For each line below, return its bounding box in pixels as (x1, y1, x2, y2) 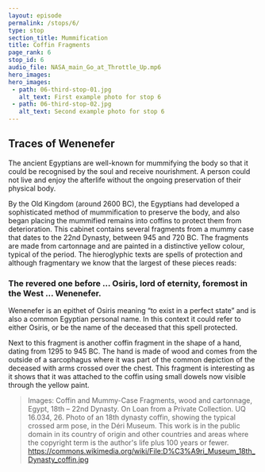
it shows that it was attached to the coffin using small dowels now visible (8, 372, 246, 381)
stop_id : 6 (8, 56, 44, 64)
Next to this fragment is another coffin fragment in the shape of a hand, (8, 339, 242, 348)
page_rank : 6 (8, 48, 52, 56)
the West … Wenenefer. (8, 288, 102, 299)
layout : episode (8, 11, 62, 20)
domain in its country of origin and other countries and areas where (27, 430, 249, 439)
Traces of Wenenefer (8, 137, 115, 151)
